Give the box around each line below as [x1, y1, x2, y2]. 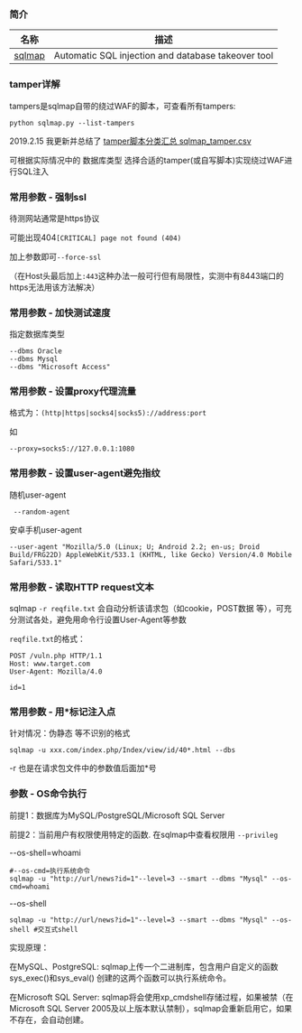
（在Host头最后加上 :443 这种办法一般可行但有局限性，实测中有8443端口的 [9, 270, 284, 281]
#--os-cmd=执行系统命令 [9, 866, 90, 875]
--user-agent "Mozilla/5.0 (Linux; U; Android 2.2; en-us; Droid [9, 542, 260, 552]
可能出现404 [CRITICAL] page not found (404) [9, 232, 182, 243]
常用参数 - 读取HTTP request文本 [9, 581, 155, 593]
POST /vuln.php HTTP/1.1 [9, 652, 103, 661]
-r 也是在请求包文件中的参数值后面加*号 [9, 763, 157, 774]
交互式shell [37, 925, 78, 934]
